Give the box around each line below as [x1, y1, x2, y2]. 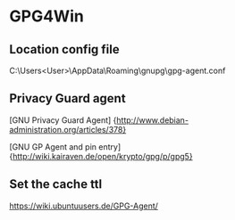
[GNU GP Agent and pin [9, 141, 97, 152]
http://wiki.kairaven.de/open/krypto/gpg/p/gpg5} [12, 151, 194, 161]
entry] [97, 141, 122, 152]
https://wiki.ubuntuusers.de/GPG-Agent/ [9, 200, 159, 211]
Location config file [9, 42, 121, 57]
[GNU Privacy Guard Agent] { [9, 114, 117, 126]
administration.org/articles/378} [9, 124, 127, 134]
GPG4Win [9, 6, 85, 27]
